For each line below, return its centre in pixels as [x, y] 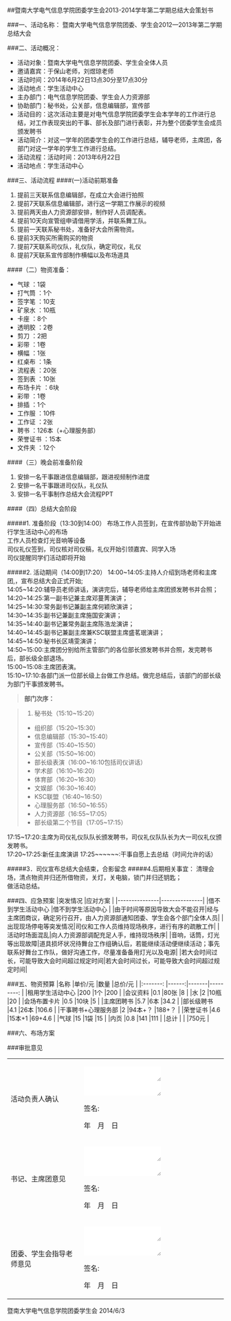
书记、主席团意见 [38, 1179]
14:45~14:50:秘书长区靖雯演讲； [53, 641]
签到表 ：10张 [36, 379]
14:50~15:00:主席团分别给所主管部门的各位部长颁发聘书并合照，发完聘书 [110, 649]
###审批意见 [25, 1048]
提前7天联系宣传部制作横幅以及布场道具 [73, 255]
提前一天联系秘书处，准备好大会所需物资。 [77, 229]
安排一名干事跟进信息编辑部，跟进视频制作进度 [83, 477]
